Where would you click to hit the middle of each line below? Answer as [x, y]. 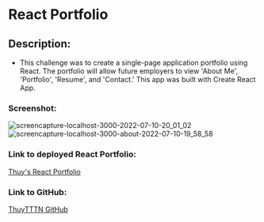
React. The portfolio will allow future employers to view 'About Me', [129, 71]
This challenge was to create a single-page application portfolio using [134, 62]
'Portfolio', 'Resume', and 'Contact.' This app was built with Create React [138, 79]
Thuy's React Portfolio [44, 171]
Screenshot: [33, 108]
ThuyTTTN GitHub [38, 209]
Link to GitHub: [38, 192]
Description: [40, 44]
